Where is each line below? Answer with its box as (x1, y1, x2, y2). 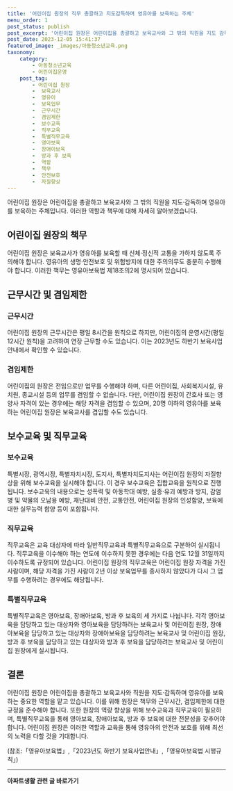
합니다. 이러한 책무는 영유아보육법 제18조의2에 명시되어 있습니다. (14, 266, 189, 275)
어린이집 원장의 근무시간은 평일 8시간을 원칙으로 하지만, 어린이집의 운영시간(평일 (7, 328, 225, 336)
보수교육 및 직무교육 (7, 430, 87, 442)
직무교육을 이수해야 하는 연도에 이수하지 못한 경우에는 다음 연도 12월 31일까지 (16, 550, 225, 558)
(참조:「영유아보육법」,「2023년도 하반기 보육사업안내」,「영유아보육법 (7, 747, 203, 755)
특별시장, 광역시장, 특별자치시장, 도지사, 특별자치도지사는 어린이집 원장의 (7, 470, 203, 478)
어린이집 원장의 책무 (7, 229, 87, 240)
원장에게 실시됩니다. (14, 646, 69, 655)
